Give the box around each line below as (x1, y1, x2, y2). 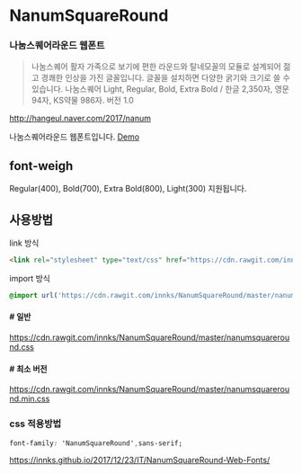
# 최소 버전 (9, 363, 48, 374)
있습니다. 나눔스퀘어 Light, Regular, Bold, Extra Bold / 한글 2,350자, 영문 (31, 84, 289, 94)
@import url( (9, 291, 58, 300)
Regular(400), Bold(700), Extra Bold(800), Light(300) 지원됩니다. (9, 183, 247, 194)
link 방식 (9, 237, 40, 248)
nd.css (9, 342, 34, 353)
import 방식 (9, 273, 51, 283)
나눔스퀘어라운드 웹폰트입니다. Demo (9, 131, 140, 142)
